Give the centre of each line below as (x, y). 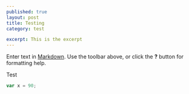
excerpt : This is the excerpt (45, 40)
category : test (25, 29)
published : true (27, 12)
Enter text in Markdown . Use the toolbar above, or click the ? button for (95, 57)
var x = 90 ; (21, 86)
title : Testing (25, 23)
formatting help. (26, 63)
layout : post (23, 17)
